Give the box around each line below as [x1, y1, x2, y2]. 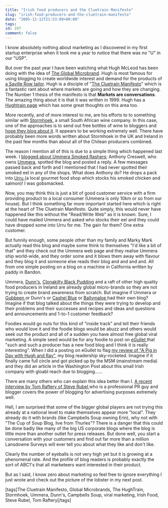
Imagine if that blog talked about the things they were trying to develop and [5, 300, 160, 306]
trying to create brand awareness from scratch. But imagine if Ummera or [5, 290, 157, 295]
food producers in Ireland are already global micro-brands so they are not [5, 284, 157, 290]
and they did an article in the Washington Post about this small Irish [5, 363, 144, 369]
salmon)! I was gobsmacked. [5, 180, 65, 186]
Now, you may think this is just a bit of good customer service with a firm [5, 190, 156, 196]
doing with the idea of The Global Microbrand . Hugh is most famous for [5, 70, 153, 76]
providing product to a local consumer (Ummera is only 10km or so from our [5, 195, 162, 201]
